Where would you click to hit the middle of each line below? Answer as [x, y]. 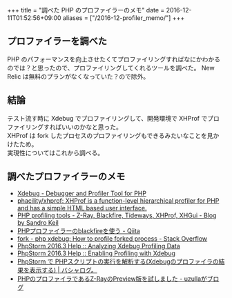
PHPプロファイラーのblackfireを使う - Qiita [78, 231]
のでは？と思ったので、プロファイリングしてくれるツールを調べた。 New [111, 68]
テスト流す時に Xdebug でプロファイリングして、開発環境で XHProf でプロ [113, 118]
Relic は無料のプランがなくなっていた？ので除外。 [78, 76]
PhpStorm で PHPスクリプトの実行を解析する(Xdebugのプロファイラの [118, 261]
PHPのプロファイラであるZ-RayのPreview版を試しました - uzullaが [112, 279]
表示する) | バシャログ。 [64, 270]
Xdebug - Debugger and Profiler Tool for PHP [82, 193]
